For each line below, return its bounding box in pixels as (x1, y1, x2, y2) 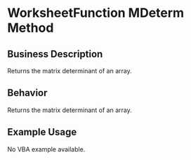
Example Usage (7, 126, 77, 138)
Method (7, 20, 54, 36)
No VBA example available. (7, 144, 86, 153)
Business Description (7, 48, 103, 60)
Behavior (7, 87, 48, 99)
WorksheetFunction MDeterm (7, 5, 185, 21)
